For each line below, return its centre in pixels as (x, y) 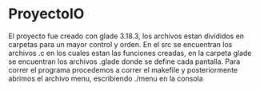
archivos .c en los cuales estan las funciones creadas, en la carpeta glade (130, 53)
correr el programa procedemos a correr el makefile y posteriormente (123, 69)
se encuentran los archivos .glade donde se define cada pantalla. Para (124, 61)
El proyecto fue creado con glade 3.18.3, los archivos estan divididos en (126, 36)
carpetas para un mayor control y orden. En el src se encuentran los (120, 44)
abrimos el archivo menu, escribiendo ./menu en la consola (106, 78)
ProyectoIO (46, 14)
